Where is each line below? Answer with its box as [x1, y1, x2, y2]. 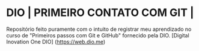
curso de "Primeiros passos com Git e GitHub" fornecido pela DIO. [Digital [6, 31, 189, 39]
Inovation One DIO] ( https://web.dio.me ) [6, 38, 106, 45]
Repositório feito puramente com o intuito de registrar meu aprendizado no [6, 26, 192, 33]
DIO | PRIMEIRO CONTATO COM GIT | [6, 6, 194, 20]
